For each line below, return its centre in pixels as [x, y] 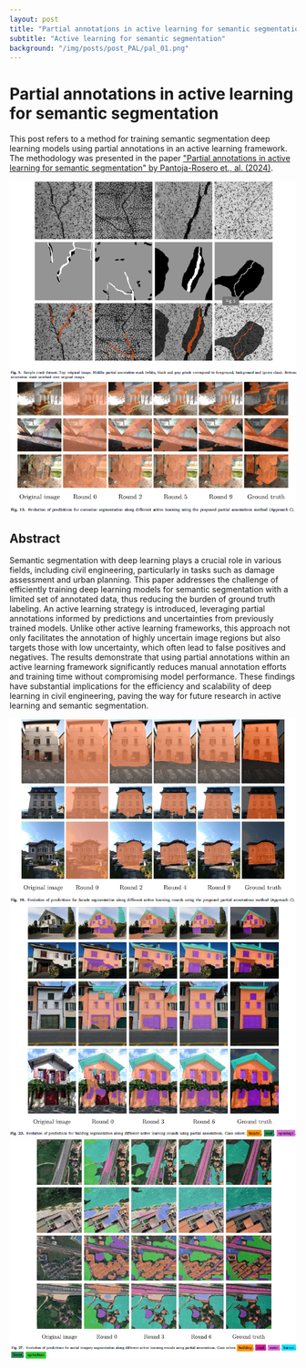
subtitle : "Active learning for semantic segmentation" [117, 38]
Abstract [35, 538]
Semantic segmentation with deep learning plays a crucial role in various [146, 560]
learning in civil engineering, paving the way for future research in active [146, 696]
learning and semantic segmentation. [79, 705]
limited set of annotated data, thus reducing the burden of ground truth [143, 599]
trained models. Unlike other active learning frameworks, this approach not [150, 628]
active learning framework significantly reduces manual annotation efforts [148, 667]
